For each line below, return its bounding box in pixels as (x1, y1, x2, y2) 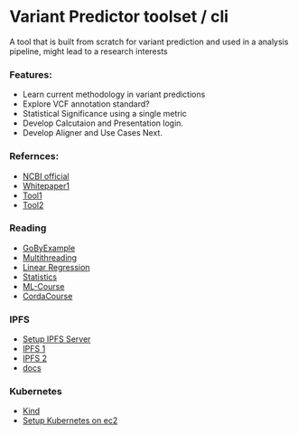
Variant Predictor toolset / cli (9, 6, 228, 27)
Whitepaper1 (22, 180, 70, 191)
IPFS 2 (22, 353, 48, 364)
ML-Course (22, 280, 65, 291)
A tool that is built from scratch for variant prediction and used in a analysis (9, 36, 289, 47)
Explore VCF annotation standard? (22, 99, 151, 109)
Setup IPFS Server (22, 334, 91, 345)
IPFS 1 (22, 344, 46, 355)
